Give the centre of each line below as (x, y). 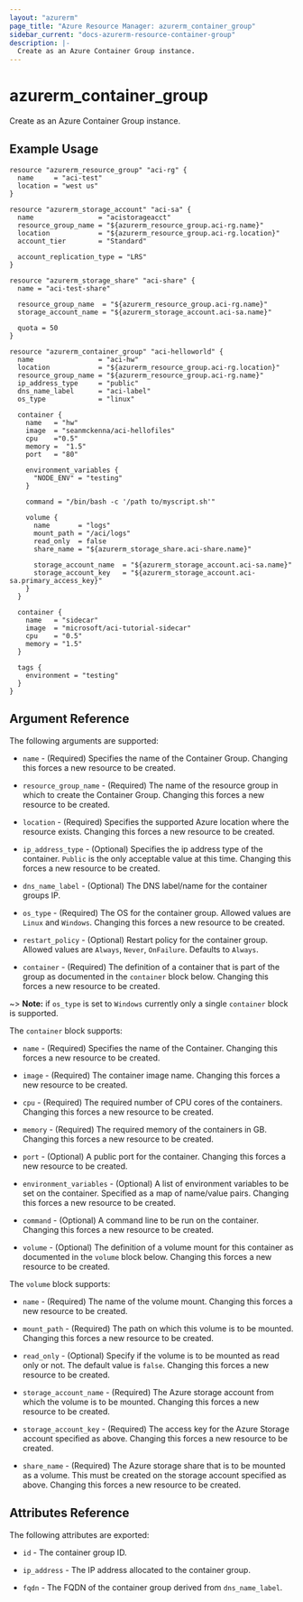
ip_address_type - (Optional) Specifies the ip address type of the (142, 848)
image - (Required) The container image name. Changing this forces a (151, 1075)
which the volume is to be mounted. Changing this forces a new (141, 1402)
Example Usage (54, 149)
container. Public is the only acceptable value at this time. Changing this (156, 858)
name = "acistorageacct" (94, 218)
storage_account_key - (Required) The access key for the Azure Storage (156, 1429)
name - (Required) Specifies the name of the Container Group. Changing (155, 758)
